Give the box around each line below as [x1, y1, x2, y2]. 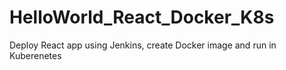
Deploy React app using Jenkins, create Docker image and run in [9, 39, 277, 51]
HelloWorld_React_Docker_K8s [9, 6, 275, 29]
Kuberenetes [9, 49, 62, 61]
